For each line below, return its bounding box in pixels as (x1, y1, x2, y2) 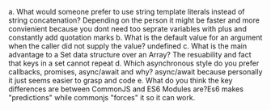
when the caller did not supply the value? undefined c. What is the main (8, 41, 248, 51)
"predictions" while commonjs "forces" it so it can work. (8, 93, 196, 102)
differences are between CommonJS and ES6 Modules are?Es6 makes (8, 84, 244, 94)
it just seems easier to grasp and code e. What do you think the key (8, 76, 233, 85)
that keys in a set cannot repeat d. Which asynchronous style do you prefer (8, 58, 260, 68)
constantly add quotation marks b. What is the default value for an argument (8, 32, 263, 42)
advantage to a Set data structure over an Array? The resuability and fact (8, 50, 252, 59)
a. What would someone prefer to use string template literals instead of (8, 7, 245, 16)
